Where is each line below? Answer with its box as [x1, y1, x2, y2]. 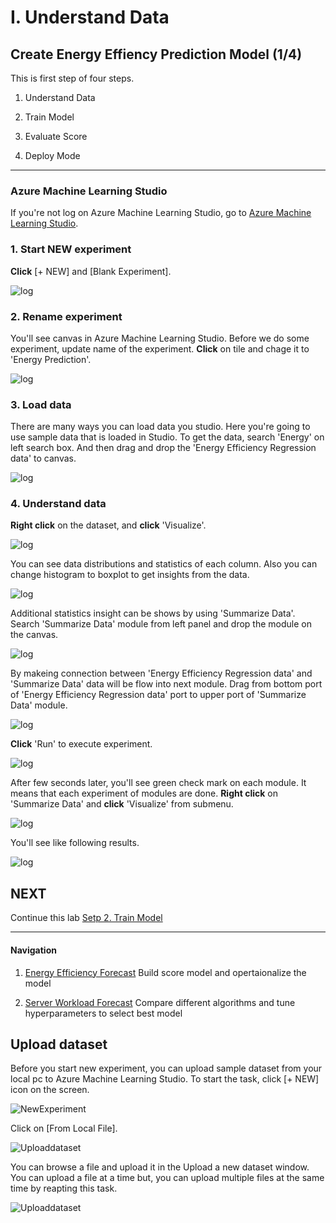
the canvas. [10, 629, 59, 641]
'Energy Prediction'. [10, 353, 92, 365]
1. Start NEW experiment [10, 242, 132, 256]
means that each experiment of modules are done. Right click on [10, 787, 278, 800]
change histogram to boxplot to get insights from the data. [10, 569, 250, 581]
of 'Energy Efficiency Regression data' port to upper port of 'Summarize [10, 689, 307, 701]
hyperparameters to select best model [24, 1007, 183, 1019]
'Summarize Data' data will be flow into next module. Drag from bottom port [10, 678, 323, 690]
